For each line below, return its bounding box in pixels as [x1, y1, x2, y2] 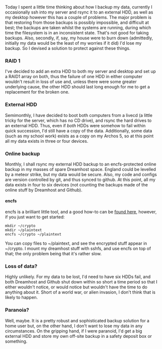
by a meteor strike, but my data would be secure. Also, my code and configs [5, 171, 157, 177]
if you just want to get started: [5, 214, 65, 220]
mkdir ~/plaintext [5, 228, 42, 233]
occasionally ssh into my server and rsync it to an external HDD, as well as [5, 9, 153, 15]
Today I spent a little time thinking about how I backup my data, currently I [5, 4, 152, 10]
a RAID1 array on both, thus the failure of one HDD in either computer [5, 74, 143, 80]
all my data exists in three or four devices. [5, 138, 88, 144]
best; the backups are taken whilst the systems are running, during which [5, 25, 151, 31]
